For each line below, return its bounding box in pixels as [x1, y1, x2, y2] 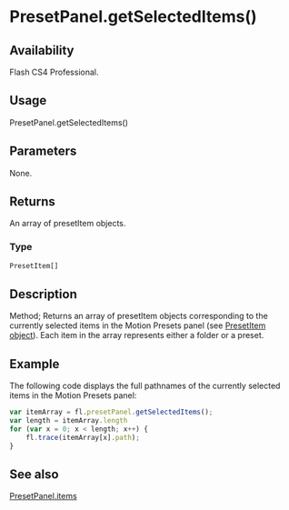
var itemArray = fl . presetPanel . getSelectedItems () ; [9, 407, 214, 417]
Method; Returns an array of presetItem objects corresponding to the [9, 311, 268, 322]
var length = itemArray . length [9, 416, 128, 425]
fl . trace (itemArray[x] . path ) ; [25, 433, 141, 442]
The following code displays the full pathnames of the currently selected [9, 380, 281, 392]
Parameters [9, 144, 77, 159]
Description [9, 286, 77, 302]
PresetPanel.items [9, 491, 77, 502]
